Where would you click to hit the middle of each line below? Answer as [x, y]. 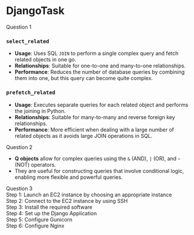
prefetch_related [31, 93]
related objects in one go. [45, 60]
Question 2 [19, 147]
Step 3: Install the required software [49, 207]
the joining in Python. [40, 111]
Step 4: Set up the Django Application [52, 213]
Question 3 [19, 188]
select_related [28, 41]
